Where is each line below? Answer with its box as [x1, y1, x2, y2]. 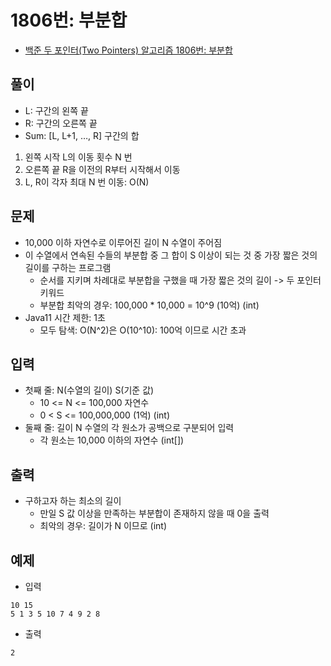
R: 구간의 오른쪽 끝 [24, 117, 98, 129]
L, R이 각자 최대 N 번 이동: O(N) [24, 176, 150, 188]
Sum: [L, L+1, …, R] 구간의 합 [24, 129, 140, 141]
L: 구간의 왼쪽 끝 [24, 104, 89, 116]
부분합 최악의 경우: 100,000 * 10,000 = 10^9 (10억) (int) [39, 299, 260, 311]
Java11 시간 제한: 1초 [24, 311, 106, 323]
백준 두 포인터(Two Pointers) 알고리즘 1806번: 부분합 [24, 44, 233, 56]
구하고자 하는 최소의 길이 [24, 495, 122, 507]
